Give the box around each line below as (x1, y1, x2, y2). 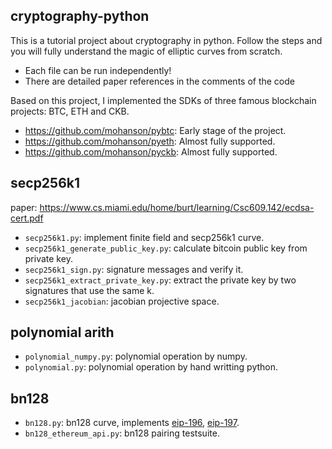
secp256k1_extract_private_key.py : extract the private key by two (24, 274, 297, 286)
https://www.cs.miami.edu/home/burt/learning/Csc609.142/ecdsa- (39, 201, 315, 213)
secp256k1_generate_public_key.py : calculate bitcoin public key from (24, 242, 308, 254)
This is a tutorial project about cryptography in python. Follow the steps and (10, 34, 323, 46)
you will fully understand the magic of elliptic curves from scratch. (10, 45, 283, 57)
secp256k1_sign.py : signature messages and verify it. (24, 263, 244, 275)
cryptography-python (10, 8, 150, 25)
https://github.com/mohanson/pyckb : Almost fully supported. (24, 145, 278, 158)
